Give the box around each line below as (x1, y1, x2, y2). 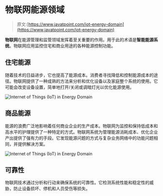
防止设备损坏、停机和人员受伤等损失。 (13, 186, 90, 192)
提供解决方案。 (17, 141, 48, 147)
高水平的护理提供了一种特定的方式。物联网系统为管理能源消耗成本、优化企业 (5, 129, 158, 135)
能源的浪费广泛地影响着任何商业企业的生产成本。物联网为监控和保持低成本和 (5, 123, 158, 129)
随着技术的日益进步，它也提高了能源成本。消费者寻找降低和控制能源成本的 (5, 72, 154, 78)
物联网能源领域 (5, 4, 65, 15)
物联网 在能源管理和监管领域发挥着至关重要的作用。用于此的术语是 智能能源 (5, 37, 154, 43)
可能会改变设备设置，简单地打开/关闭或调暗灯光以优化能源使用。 (5, 84, 134, 90)
